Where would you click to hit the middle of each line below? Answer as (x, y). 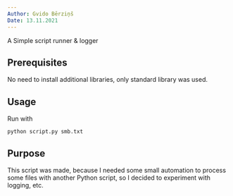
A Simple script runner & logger (53, 40)
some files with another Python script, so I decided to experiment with (109, 178)
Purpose (26, 153)
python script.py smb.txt (45, 132)
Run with (20, 119)
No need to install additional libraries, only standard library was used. (108, 80)
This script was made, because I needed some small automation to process (117, 170)
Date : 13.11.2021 (33, 20)
